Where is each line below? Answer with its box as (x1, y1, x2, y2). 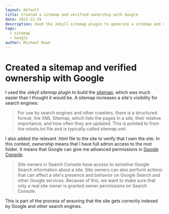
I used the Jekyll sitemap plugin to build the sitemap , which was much (5, 89, 151, 95)
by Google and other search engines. (5, 203, 82, 209)
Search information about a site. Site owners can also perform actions (17, 167, 162, 173)
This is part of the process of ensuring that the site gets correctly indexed (5, 197, 158, 204)
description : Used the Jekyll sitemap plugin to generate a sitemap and (5, 21, 161, 27)
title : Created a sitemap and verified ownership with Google (5, 12, 138, 17)
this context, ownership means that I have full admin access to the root (5, 140, 152, 147)
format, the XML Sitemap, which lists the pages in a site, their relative (17, 115, 161, 121)
